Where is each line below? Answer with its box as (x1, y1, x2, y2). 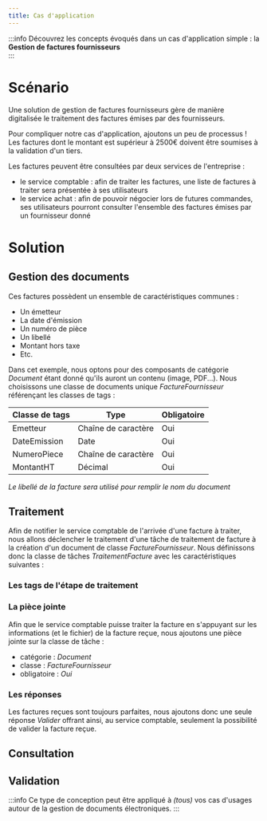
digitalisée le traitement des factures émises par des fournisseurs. (8, 113, 226, 123)
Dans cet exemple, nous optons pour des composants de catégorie (8, 365, 230, 374)
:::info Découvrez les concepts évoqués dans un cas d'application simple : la (8, 34, 260, 43)
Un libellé (19, 332, 51, 341)
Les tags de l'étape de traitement (8, 580, 139, 591)
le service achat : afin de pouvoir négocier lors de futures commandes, (19, 193, 253, 203)
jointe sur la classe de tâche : (8, 636, 104, 646)
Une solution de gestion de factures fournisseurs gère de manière (8, 105, 225, 114)
